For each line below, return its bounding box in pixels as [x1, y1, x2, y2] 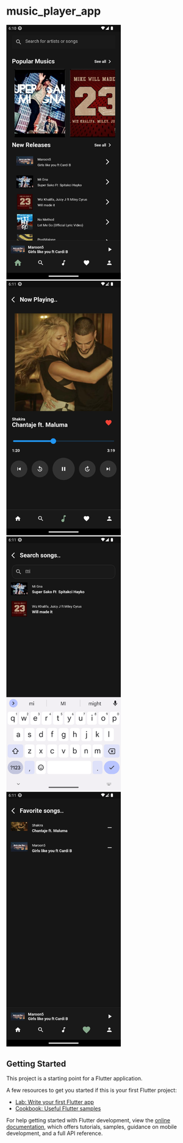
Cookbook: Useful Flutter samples [15, 1105, 101, 1112]
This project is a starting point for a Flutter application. [6, 1075, 143, 1082]
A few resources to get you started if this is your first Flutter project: [6, 1087, 177, 1094]
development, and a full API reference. [6, 1130, 103, 1137]
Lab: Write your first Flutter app [15, 1098, 95, 1105]
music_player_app [6, 4, 101, 18]
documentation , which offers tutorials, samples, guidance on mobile [6, 1123, 177, 1130]
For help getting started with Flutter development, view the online [6, 1117, 171, 1123]
